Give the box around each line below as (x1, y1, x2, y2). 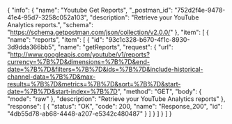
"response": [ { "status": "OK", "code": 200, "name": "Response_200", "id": (7, 102, 223, 110)
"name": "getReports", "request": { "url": (57, 43, 173, 51)
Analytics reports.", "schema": (7, 21, 94, 29)
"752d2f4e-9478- (173, 6, 226, 14)
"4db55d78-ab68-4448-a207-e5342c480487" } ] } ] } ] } (7, 109, 172, 118)
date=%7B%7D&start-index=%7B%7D (7, 87, 118, 95)
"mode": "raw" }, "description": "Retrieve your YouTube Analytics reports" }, (7, 95, 226, 103)
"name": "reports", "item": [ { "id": (7, 36, 105, 44)
